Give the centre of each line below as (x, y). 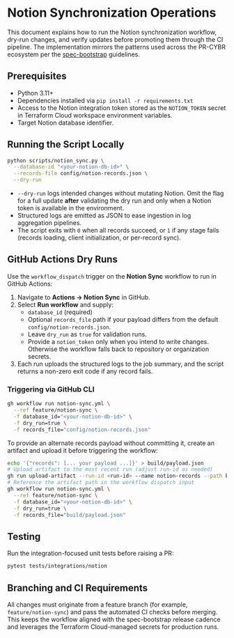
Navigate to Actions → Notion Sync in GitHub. (84, 297)
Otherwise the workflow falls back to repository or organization (118, 349)
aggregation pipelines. (49, 223)
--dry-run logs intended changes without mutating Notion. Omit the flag (120, 194)
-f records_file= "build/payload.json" (70, 515)
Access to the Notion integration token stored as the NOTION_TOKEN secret (122, 108)
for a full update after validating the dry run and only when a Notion (114, 201)
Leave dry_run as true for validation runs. (87, 334)
